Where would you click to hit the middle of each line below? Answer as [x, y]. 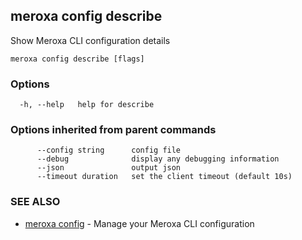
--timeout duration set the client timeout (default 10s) [164, 177]
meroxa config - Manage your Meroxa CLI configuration [139, 223]
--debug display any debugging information [158, 159]
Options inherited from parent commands [113, 130]
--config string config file [109, 150]
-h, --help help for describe [87, 105]
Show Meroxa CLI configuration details [90, 40]
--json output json [109, 168]
